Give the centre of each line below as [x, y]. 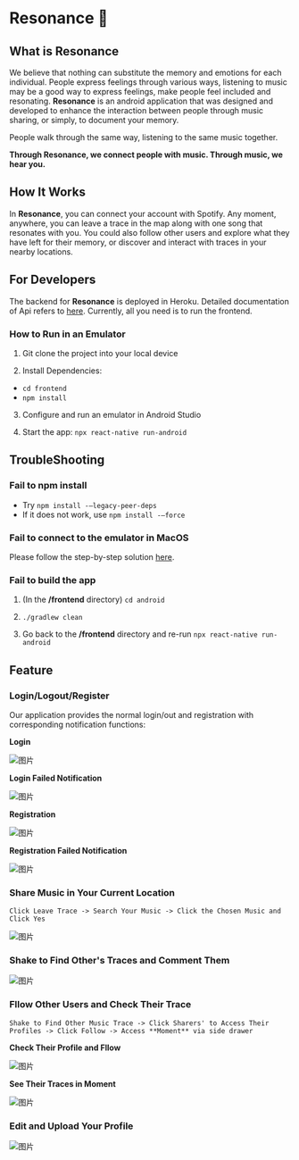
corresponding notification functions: [78, 724]
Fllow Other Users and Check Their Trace [100, 1005]
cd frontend [44, 388]
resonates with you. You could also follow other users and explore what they [149, 232]
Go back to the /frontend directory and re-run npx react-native [140, 634]
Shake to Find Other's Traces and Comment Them [120, 961]
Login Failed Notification [56, 778]
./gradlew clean [52, 618]
